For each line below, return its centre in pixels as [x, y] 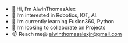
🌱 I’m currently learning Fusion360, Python [63, 21]
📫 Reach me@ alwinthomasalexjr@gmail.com [67, 34]
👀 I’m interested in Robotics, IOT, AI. [54, 15]
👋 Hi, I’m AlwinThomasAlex [43, 9]
